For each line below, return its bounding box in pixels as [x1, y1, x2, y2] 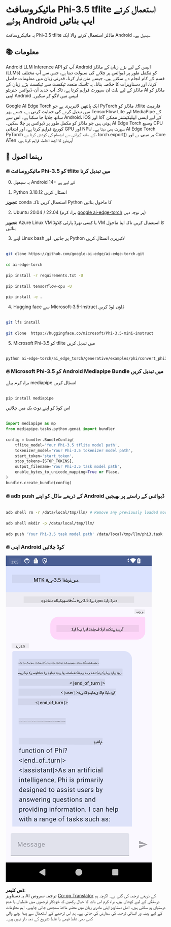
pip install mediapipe [6, 395, 54, 401]
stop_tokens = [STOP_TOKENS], [15, 459, 74, 464]
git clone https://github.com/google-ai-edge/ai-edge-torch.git [6, 252, 145, 257]
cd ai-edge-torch [6, 262, 43, 267]
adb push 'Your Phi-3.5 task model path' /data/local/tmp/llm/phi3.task [6, 532, 163, 537]
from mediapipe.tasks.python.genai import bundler [6, 427, 115, 432]
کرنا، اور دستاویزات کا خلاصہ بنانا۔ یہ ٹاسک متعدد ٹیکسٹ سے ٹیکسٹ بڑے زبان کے [6, 81, 157, 87]
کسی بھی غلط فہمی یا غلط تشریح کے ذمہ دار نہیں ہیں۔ [6, 915, 93, 921]
